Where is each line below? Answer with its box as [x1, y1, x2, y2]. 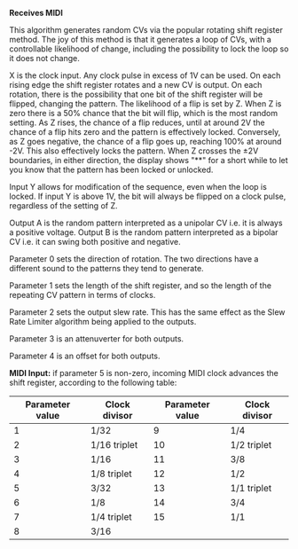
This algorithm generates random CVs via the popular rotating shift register [9, 25, 284, 35]
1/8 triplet [90, 467, 133, 480]
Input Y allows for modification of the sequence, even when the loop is [9, 182, 268, 192]
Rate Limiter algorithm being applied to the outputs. [9, 317, 197, 326]
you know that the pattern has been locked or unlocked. [9, 164, 214, 175]
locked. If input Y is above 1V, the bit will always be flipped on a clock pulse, [9, 191, 286, 201]
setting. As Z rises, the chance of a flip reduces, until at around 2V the [9, 117, 265, 128]
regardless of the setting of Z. [9, 200, 118, 211]
